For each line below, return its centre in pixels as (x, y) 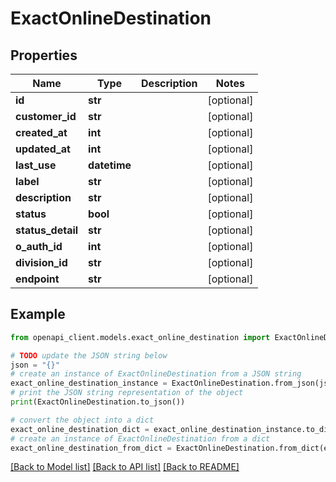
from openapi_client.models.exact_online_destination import (140, 337)
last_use (36, 165)
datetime (110, 165)
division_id (41, 262)
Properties (44, 55)
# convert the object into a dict (82, 420)
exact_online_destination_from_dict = (91, 448)
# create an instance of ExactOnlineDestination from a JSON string (156, 374)
